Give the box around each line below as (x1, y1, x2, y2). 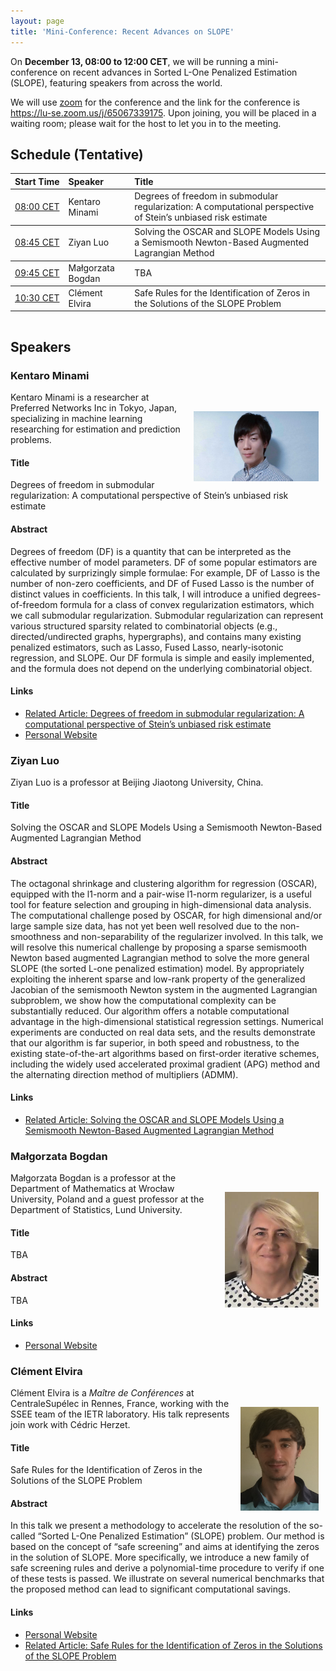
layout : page (10, 16, 65, 26)
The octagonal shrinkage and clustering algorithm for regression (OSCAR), (10, 877, 318, 889)
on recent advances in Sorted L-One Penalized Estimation (59, 66, 298, 78)
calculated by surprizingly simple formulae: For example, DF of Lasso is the (10, 566, 321, 579)
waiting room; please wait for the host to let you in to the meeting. (10, 117, 282, 129)
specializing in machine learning (10, 413, 143, 425)
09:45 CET (14, 267, 60, 279)
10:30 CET (14, 292, 60, 304)
